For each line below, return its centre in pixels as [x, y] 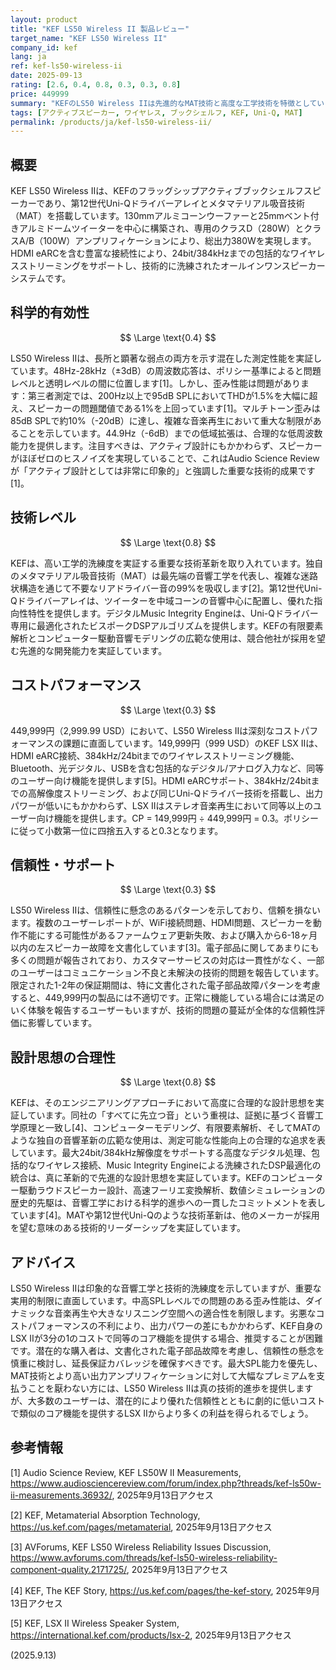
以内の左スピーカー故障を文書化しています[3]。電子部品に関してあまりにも [165, 948]
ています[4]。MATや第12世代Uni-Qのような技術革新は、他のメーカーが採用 [165, 1215]
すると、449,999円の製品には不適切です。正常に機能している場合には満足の [167, 998]
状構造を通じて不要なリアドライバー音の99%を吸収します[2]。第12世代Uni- [166, 588]
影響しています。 [62, 1023]
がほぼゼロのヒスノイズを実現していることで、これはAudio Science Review [165, 458]
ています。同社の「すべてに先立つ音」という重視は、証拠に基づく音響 [171, 1115]
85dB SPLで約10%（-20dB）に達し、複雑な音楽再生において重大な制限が [161, 420]
